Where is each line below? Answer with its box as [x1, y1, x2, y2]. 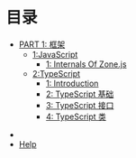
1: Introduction [45, 78, 99, 88]
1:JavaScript [32, 49, 78, 60]
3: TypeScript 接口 [45, 99, 114, 110]
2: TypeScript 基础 [45, 88, 114, 99]
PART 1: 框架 [18, 39, 66, 50]
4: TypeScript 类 [45, 111, 107, 122]
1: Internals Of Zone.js [45, 59, 127, 70]
